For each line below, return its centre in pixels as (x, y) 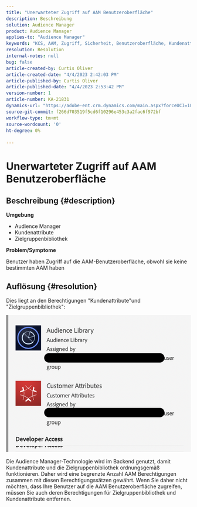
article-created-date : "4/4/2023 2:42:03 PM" (62, 74)
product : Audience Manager (39, 31)
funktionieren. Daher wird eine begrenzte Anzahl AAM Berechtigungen (91, 474)
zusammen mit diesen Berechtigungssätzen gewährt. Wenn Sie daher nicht (97, 481)
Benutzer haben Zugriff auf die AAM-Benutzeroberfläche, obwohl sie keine (97, 261)
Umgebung (20, 215)
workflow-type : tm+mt (33, 118)
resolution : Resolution (35, 50)
